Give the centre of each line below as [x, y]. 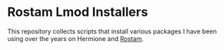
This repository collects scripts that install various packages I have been [112, 31]
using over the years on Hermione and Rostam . [76, 38]
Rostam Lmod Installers [78, 12]
